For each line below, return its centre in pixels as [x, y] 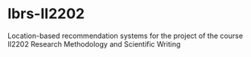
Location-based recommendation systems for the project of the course [125, 36]
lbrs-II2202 [46, 14]
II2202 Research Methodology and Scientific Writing [94, 44]
